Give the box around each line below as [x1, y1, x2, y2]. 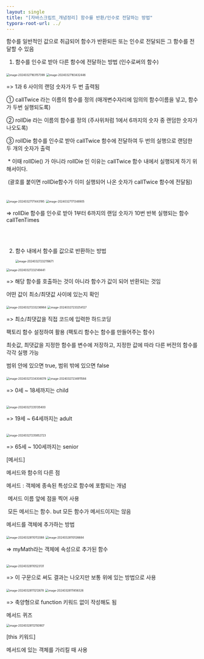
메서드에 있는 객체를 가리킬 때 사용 [6, 646, 88, 654]
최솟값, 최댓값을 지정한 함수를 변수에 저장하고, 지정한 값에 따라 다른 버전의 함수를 [6, 341, 198, 349]
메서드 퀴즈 [6, 611, 33, 619]
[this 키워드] [6, 633, 36, 641]
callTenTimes [6, 216, 40, 224]
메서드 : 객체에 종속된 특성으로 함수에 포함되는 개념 [6, 482, 127, 490]
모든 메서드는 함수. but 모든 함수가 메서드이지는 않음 [7, 508, 132, 515]
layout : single [6, 9, 45, 15]
